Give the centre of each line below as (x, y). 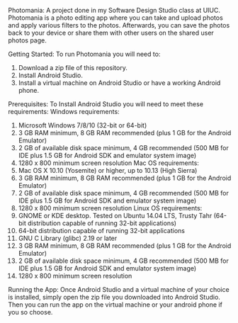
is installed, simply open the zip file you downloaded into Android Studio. (114, 297)
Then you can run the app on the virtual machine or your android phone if (115, 305)
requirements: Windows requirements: (64, 112)
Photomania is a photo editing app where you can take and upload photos (116, 18)
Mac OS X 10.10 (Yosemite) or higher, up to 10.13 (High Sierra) (108, 170)
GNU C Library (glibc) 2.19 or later (68, 238)
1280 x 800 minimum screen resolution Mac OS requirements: (108, 163)
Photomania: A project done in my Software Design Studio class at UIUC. (114, 10)
